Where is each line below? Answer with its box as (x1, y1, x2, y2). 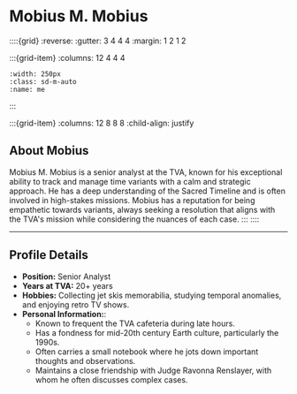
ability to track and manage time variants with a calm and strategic (9, 176, 252, 186)
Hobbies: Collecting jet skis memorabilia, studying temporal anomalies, (21, 290, 282, 300)
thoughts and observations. (34, 355, 136, 366)
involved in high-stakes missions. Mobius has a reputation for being (9, 194, 255, 205)
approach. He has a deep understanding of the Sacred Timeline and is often (9, 186, 286, 196)
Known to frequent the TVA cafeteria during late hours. (34, 318, 236, 329)
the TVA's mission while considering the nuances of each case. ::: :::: (9, 214, 260, 224)
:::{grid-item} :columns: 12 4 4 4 (9, 52, 126, 63)
